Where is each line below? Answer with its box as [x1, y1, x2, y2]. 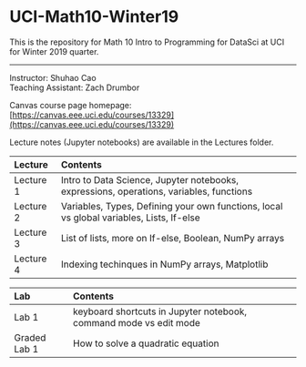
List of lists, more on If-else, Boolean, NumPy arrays [60, 231, 285, 244]
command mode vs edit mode [72, 316, 200, 329]
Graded [14, 331, 46, 343]
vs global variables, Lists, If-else [60, 211, 200, 224]
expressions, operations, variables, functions [60, 185, 253, 198]
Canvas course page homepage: [9, 99, 132, 110]
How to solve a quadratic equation [72, 337, 219, 350]
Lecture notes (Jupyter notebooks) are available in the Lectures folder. [9, 137, 274, 148]
